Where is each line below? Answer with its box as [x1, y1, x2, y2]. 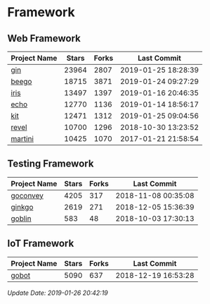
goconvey [11, 190, 44, 200]
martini [11, 134, 34, 143]
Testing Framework [7, 158, 94, 170]
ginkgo [11, 202, 34, 212]
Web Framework [7, 32, 81, 44]
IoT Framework [7, 238, 74, 250]
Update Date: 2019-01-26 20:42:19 [7, 288, 109, 297]
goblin [11, 213, 32, 223]
